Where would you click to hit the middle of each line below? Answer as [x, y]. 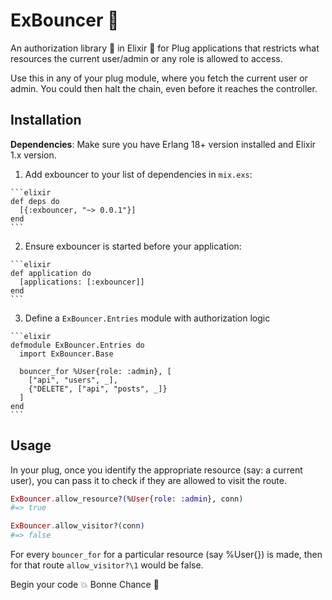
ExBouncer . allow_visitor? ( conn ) [77, 526]
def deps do [35, 201]
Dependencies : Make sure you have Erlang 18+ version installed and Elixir [163, 144]
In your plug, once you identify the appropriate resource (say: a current [156, 470]
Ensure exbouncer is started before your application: [133, 246]
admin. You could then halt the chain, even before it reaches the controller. [164, 88]
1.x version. [33, 155]
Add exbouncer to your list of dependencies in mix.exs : [138, 174]
